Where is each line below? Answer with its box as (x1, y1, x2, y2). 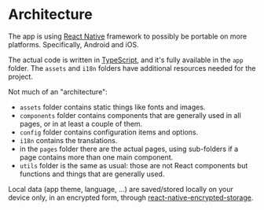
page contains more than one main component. (19, 152, 174, 162)
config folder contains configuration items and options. (19, 127, 199, 137)
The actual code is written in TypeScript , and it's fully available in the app (8, 55, 244, 64)
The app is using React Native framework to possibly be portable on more (8, 31, 247, 41)
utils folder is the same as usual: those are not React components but (19, 160, 248, 170)
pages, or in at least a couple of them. (19, 119, 143, 128)
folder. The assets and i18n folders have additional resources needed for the (8, 63, 256, 72)
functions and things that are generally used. (19, 169, 165, 179)
